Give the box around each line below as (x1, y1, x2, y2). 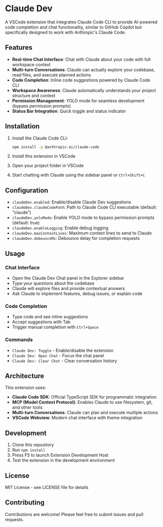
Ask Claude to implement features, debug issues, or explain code (12, 291, 143, 296)
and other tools (12, 404, 43, 410)
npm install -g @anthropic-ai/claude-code (12, 145, 99, 149)
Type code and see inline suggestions (12, 314, 88, 320)
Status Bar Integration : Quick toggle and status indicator (12, 108, 126, 114)
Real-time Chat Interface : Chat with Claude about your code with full (12, 56, 151, 62)
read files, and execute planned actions (12, 72, 91, 78)
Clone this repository (12, 442, 54, 448)
